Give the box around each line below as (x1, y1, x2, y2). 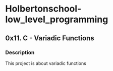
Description (5, 49, 35, 56)
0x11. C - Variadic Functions (5, 34, 94, 42)
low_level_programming (5, 14, 108, 25)
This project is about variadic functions (5, 60, 87, 66)
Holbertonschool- (5, 3, 82, 15)
